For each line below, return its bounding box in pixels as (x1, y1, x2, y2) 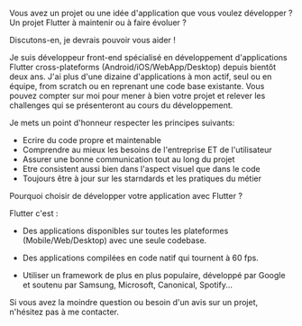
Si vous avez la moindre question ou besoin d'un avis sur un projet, (9, 297, 259, 307)
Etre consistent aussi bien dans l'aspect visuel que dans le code (22, 164, 261, 174)
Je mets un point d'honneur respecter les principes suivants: (9, 117, 235, 128)
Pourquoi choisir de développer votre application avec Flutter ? (9, 191, 243, 201)
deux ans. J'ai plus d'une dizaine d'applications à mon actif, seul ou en (9, 71, 272, 82)
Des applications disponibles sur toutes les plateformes (22, 225, 229, 236)
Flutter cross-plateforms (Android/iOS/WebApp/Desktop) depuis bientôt (9, 62, 277, 72)
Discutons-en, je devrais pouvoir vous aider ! (9, 35, 176, 45)
